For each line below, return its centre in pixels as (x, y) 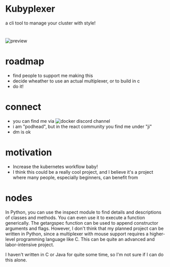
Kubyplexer (30, 9)
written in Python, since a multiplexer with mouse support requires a (77, 234)
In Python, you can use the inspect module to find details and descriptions (83, 212)
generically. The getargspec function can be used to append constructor (82, 223)
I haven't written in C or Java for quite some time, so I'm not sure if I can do (84, 254)
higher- (157, 234)
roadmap (25, 61)
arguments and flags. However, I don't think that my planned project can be (84, 228)
